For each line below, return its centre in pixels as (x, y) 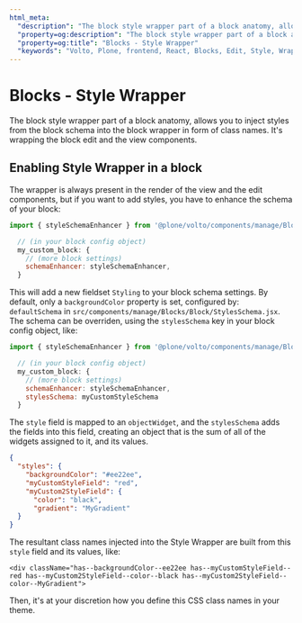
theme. (22, 610)
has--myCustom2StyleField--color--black (102, 576)
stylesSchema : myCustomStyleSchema (92, 397)
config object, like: (44, 330)
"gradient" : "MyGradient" (81, 508)
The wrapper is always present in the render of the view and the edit (136, 189)
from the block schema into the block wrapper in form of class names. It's (146, 131)
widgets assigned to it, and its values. (79, 441)
